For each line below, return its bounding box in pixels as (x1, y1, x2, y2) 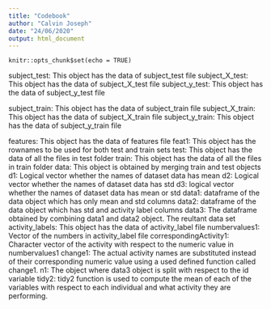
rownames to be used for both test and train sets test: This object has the (8, 145, 253, 154)
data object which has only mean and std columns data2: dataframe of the (8, 197, 256, 206)
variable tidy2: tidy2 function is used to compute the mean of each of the (8, 274, 252, 284)
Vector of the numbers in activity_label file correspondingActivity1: (8, 231, 230, 241)
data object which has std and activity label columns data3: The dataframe (8, 205, 257, 215)
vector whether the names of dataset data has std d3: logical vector (8, 180, 235, 189)
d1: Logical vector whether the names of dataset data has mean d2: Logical (8, 171, 259, 180)
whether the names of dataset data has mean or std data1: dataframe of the (8, 188, 260, 198)
